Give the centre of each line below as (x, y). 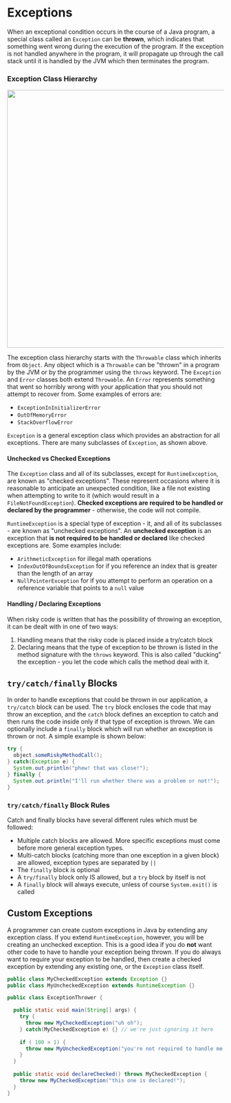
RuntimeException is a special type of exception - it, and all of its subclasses (114, 523)
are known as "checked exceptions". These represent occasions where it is (114, 481)
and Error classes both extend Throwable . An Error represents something (111, 380)
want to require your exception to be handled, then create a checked (104, 959)
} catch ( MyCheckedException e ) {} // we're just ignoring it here (117, 1029)
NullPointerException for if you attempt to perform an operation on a (115, 581)
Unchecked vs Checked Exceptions (59, 458)
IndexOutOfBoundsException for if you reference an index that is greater (117, 566)
